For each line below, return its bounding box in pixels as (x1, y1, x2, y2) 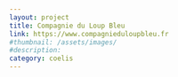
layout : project (9, 12, 69, 22)
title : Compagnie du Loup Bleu (9, 21, 125, 30)
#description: (9, 46, 62, 55)
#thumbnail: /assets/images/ (9, 37, 117, 47)
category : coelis (9, 54, 74, 63)
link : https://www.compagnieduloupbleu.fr (9, 29, 169, 38)
